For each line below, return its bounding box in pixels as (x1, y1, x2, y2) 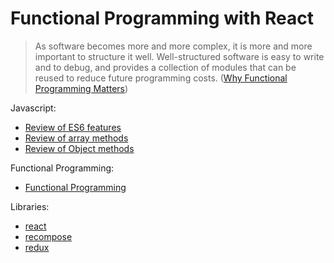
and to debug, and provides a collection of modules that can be (34, 61, 297, 73)
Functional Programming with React (10, 7, 314, 30)
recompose (24, 230, 73, 242)
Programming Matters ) (34, 82, 129, 94)
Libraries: (10, 200, 50, 212)
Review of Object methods (24, 142, 135, 154)
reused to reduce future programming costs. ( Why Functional (34, 72, 288, 84)
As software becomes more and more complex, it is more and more (34, 40, 313, 52)
